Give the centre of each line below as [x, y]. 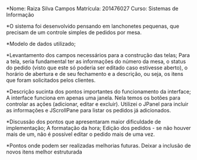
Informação [20, 15]
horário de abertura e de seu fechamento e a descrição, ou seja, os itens [95, 74]
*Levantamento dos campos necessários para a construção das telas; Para [98, 55]
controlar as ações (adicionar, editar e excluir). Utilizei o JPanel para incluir [97, 104]
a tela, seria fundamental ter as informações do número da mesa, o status [96, 61]
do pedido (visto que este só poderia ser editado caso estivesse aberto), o [97, 68]
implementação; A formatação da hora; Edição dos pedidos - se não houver [98, 128]
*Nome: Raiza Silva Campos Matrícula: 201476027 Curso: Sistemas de [92, 9]
